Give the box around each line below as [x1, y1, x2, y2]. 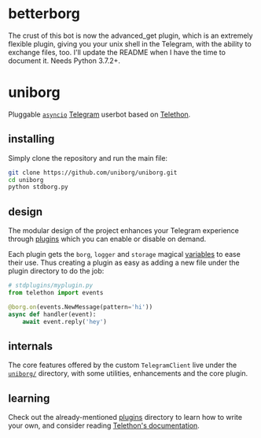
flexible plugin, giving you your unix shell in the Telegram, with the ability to [8, 39, 252, 48]
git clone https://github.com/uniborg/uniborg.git [8, 169, 178, 176]
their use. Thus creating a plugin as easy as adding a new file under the [8, 258, 240, 268]
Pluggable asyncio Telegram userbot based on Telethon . [8, 109, 191, 119]
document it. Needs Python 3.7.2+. [8, 56, 120, 65]
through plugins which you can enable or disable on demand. [8, 234, 207, 244]
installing [8, 132, 55, 146]
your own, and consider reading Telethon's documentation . [8, 421, 200, 430]
